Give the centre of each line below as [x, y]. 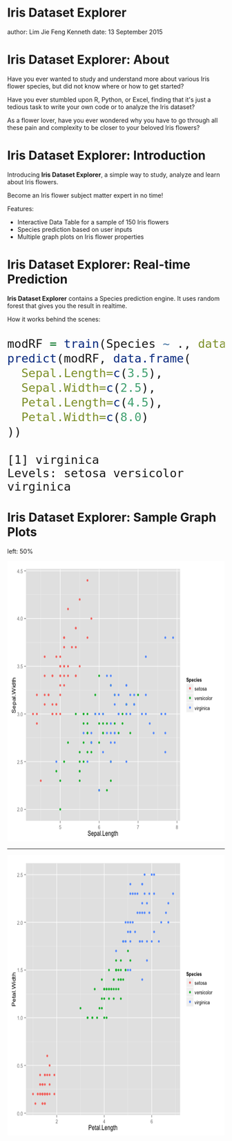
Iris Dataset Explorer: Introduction [106, 156]
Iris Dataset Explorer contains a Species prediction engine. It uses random [113, 298]
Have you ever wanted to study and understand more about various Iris [108, 79]
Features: [21, 208]
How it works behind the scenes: [54, 319]
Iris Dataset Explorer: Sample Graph [112, 517]
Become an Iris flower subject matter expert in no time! [85, 195]
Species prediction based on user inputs [75, 229]
